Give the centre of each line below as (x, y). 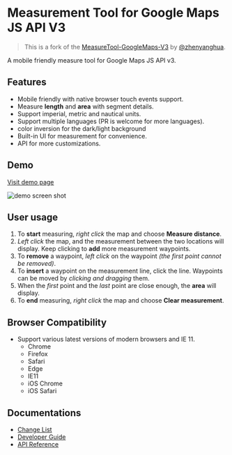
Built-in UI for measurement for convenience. (82, 136)
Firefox (38, 354)
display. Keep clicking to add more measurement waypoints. (104, 249)
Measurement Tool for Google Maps (113, 13)
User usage (32, 217)
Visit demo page (31, 182)
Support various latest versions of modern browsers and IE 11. (106, 340)
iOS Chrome (45, 383)
